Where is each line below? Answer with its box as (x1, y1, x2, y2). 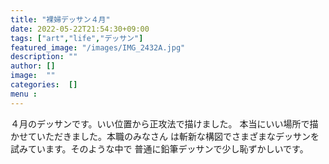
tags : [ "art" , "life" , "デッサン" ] (10, 33, 144, 43)
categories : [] (10, 80, 78, 90)
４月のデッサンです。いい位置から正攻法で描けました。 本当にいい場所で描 (10, 117, 319, 130)
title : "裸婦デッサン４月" (10, 14, 111, 25)
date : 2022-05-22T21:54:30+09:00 (10, 24, 150, 34)
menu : (10, 89, 38, 99)
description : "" (10, 52, 78, 62)
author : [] (10, 61, 56, 71)
